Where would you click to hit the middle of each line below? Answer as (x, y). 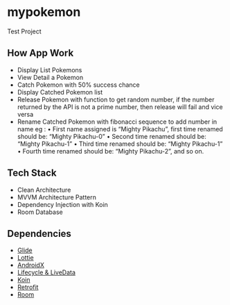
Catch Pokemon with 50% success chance (78, 85)
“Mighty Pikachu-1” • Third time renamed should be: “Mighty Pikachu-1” (120, 144)
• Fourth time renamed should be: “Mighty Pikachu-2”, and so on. (110, 151)
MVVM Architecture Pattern (57, 197)
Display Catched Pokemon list (60, 92)
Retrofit (28, 287)
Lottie (25, 258)
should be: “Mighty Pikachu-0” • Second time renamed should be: (112, 136)
